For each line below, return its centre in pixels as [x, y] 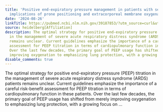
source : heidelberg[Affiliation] [39, 28]
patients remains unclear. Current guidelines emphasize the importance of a [81, 84]
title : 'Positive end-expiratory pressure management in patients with [79, 9]
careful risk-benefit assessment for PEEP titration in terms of [65, 89]
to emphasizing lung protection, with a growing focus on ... [64, 104]
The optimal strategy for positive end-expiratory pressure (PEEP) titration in [81, 73]
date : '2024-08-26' [25, 19]
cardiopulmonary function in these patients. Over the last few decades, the [80, 94]
